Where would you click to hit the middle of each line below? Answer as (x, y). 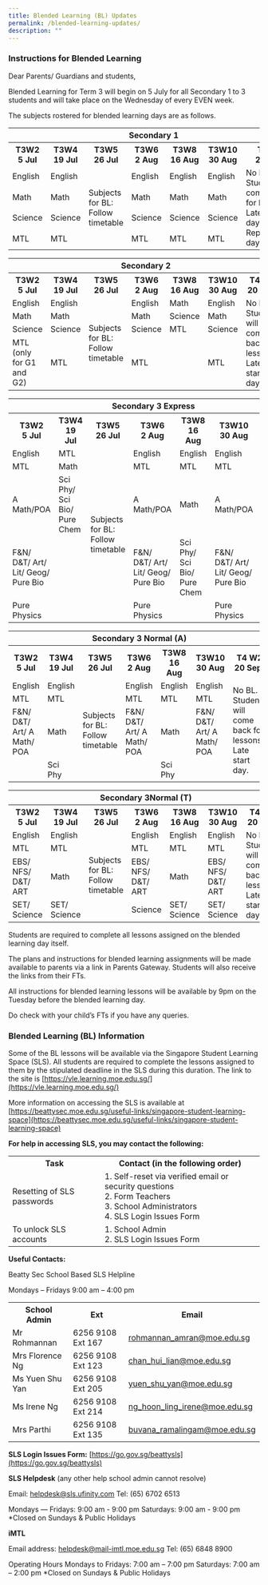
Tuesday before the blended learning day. (77, 999)
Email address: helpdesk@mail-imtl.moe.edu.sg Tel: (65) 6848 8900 (120, 1548)
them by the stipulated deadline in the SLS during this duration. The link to (130, 1070)
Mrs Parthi (32, 1429)
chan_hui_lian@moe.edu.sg (179, 1360)
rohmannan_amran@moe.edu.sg (189, 1337)
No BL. (245, 690)
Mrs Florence (37, 1356)
